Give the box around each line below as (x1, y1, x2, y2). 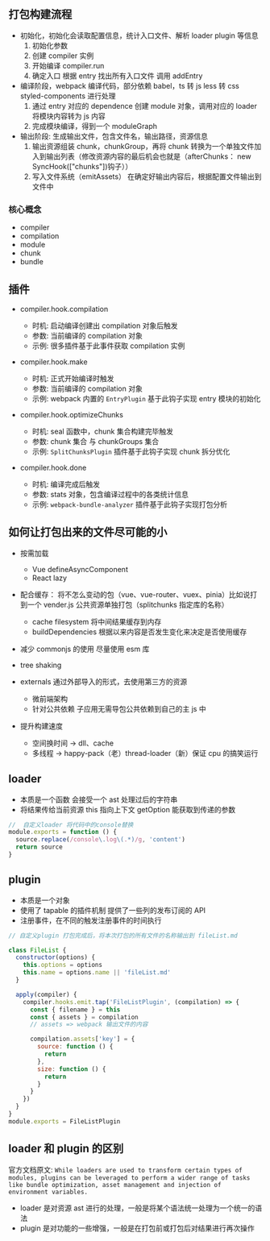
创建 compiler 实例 (31, 51, 94, 60)
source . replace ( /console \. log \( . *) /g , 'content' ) (15, 836, 185, 844)
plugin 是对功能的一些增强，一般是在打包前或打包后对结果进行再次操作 (19, 1223, 255, 1233)
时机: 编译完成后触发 (31, 479, 101, 489)
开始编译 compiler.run (31, 60, 105, 70)
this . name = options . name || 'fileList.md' (23, 969, 172, 977)
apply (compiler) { (15, 990, 78, 998)
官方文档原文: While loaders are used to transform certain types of (8, 1164, 243, 1174)
